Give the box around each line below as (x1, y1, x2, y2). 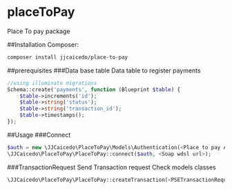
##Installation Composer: (7, 40, 79, 48)
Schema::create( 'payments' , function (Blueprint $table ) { (7, 86, 181, 93)
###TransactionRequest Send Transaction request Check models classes (7, 163, 216, 171)
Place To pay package (7, 27, 70, 35)
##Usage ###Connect (7, 131, 71, 139)
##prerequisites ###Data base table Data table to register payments (7, 66, 202, 75)
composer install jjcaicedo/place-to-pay (7, 53, 128, 61)
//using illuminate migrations (7, 79, 97, 86)
